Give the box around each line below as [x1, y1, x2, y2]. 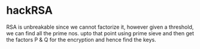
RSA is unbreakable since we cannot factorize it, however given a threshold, [6, 23, 194, 30]
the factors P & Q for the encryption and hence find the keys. [6, 36, 157, 43]
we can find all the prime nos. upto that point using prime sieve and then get [6, 29, 195, 36]
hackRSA [6, 4, 53, 17]
